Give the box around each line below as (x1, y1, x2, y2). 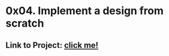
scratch (5, 17, 44, 30)
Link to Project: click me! (5, 40, 98, 50)
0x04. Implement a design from (5, 4, 164, 18)
